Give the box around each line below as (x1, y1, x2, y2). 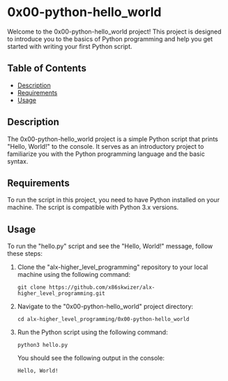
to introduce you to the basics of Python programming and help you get (7, 34, 213, 43)
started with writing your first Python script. (7, 42, 132, 50)
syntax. (7, 157, 29, 165)
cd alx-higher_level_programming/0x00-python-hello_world (17, 316, 190, 323)
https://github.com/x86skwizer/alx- (48, 284, 155, 291)
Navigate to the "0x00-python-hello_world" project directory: (17, 302, 194, 311)
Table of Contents (7, 62, 87, 74)
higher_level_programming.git (17, 290, 106, 297)
